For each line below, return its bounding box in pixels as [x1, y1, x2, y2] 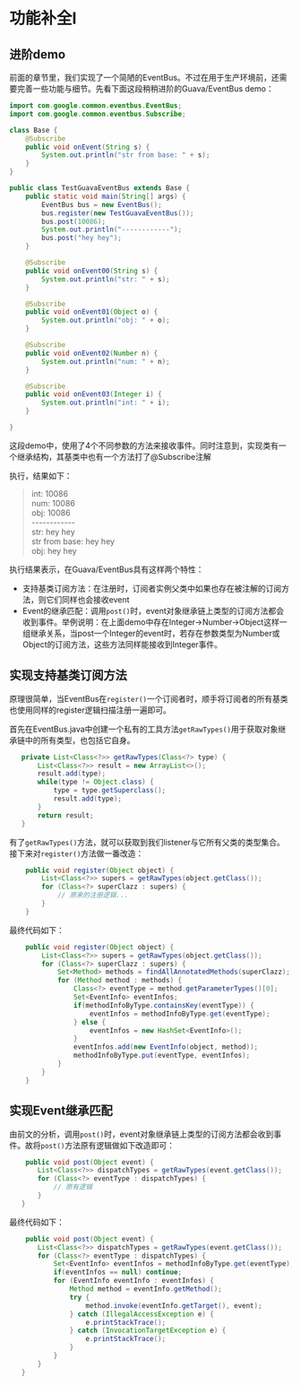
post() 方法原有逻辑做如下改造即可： [40, 1139, 175, 1150]
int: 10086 [30, 488, 69, 498]
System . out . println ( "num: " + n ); [41, 357, 170, 366]
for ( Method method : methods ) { [56, 976, 182, 985]
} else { [73, 1017, 106, 1026]
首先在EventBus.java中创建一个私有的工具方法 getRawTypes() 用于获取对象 [9, 723, 279, 734]
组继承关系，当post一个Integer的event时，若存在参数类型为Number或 [21, 628, 280, 638]
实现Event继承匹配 [9, 1104, 114, 1119]
